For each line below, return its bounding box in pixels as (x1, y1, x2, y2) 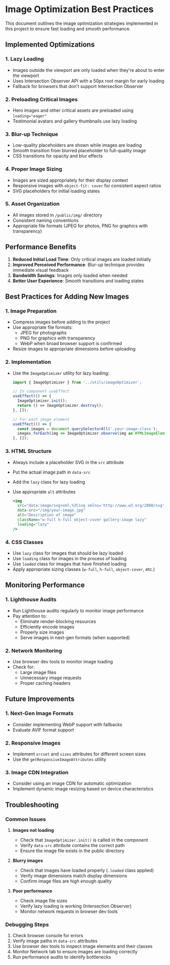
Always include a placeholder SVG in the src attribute (12, 459, 124, 465)
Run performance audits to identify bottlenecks (12, 954, 111, 960)
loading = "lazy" (17, 522, 50, 527)
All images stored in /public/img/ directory (12, 212, 103, 218)
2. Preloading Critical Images (5, 96, 78, 103)
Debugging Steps (5, 921, 49, 928)
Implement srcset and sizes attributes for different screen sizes (12, 750, 146, 757)
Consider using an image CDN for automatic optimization (12, 780, 132, 786)
